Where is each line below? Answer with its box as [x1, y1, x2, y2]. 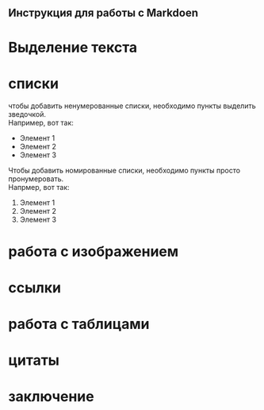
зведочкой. [8, 109, 46, 118]
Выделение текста [8, 38, 138, 56]
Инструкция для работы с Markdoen [8, 6, 199, 20]
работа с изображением [8, 242, 179, 261]
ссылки [8, 278, 62, 296]
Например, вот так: [8, 118, 74, 127]
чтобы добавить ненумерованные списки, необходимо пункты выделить [8, 101, 256, 110]
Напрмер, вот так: [8, 182, 70, 191]
